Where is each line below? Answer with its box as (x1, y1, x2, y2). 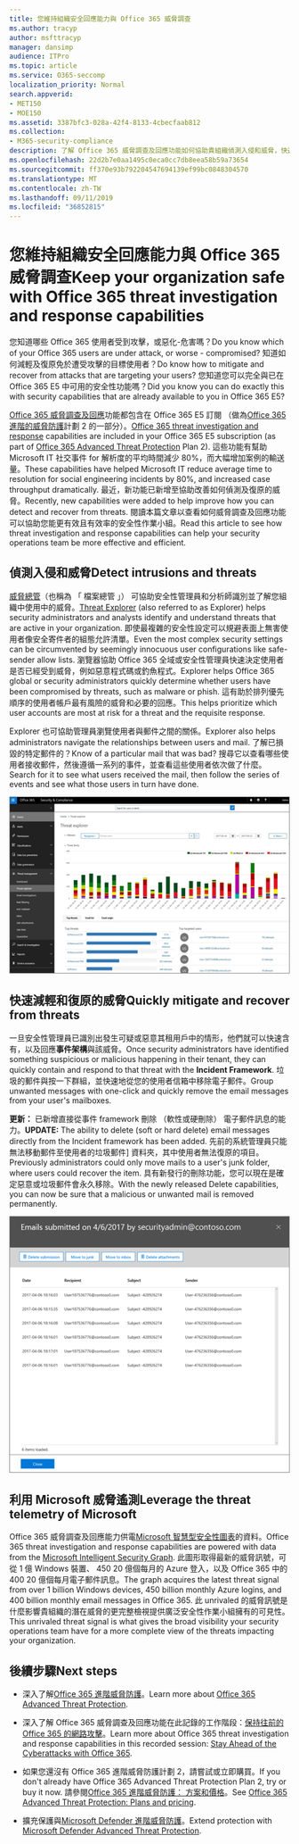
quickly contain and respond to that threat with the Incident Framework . (9, 1064, 275, 1075)
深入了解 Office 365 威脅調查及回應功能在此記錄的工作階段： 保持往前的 (21, 1717, 285, 1728)
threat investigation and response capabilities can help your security (9, 527, 261, 539)
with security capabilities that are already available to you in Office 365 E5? (9, 391, 285, 402)
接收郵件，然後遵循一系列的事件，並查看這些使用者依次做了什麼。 (24, 759, 267, 769)
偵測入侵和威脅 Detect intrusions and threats (9, 565, 257, 580)
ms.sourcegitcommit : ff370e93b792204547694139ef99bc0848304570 (9, 165, 249, 174)
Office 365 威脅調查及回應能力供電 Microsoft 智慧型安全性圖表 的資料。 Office (9, 1532, 289, 1542)
